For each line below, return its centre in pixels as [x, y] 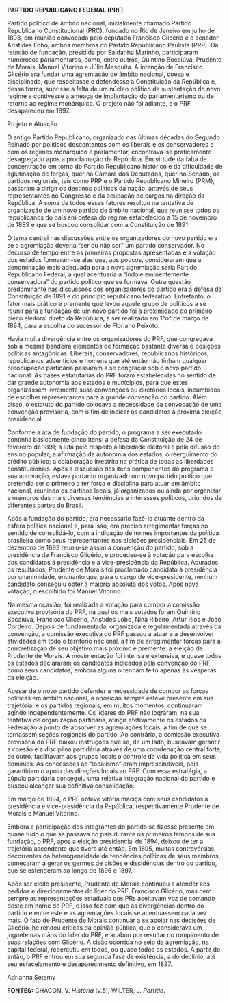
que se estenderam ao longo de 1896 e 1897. [70, 870]
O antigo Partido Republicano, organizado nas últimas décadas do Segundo [114, 137]
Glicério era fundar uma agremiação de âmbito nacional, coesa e [98, 74]
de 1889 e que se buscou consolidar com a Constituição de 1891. [98, 225]
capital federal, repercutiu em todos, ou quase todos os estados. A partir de [114, 949]
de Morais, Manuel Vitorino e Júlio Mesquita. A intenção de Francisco [105, 67]
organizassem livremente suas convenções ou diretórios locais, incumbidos [114, 390]
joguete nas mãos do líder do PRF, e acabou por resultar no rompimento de [113, 935]
